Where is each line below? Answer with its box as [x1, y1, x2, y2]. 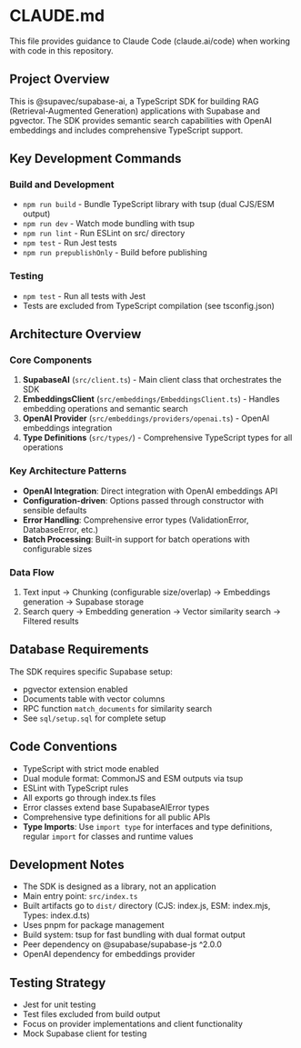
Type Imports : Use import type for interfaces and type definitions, [22, 821, 273, 832]
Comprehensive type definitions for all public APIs [22, 811, 211, 823]
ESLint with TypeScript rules [22, 783, 129, 793]
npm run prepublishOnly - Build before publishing [22, 247, 207, 258]
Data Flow [9, 565, 55, 578]
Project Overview [9, 72, 110, 87]
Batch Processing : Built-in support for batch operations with [22, 534, 250, 544]
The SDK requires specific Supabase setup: [9, 665, 173, 677]
